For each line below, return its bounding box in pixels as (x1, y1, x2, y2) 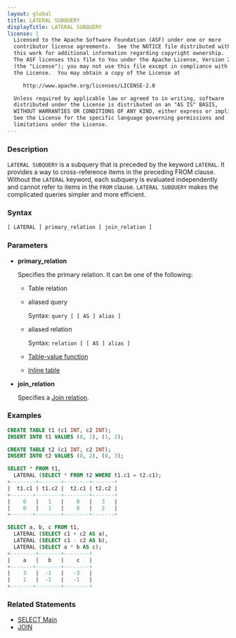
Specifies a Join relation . (17, 393, 89, 402)
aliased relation (27, 325, 72, 333)
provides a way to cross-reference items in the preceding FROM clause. (7, 168, 216, 176)
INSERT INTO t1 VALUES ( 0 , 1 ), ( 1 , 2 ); (7, 433, 124, 441)
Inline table (27, 366, 60, 374)
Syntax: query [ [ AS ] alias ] (27, 311, 122, 319)
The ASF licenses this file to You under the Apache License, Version (13, 56, 225, 63)
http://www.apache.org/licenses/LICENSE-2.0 (22, 82, 156, 89)
